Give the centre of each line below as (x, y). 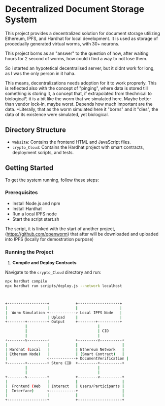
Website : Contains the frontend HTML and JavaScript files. (71, 142)
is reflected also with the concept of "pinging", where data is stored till (77, 88)
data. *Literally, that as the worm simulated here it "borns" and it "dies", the (82, 109)
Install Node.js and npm (36, 203)
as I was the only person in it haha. (40, 73)
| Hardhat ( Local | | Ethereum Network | (65, 349)
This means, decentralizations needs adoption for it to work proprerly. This (81, 83)
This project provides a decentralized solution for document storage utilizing (82, 33)
